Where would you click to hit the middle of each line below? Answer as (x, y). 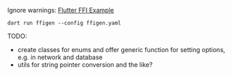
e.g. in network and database (60, 57)
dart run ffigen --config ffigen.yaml (64, 23)
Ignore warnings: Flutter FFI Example (61, 10)
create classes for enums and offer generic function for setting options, (121, 50)
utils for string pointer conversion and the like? (85, 65)
